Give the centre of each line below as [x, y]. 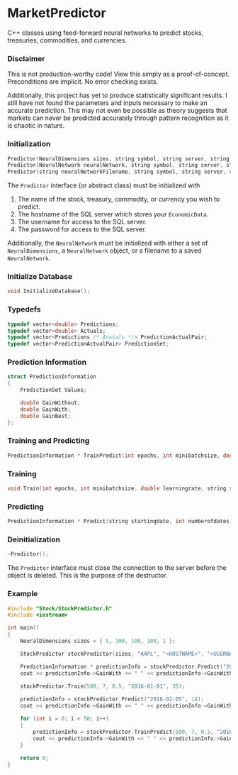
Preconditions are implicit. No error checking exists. [83, 82]
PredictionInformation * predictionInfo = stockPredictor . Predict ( [121, 666]
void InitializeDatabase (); [49, 291]
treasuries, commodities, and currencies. [67, 40]
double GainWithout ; [50, 403]
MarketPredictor [57, 13]
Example [23, 594]
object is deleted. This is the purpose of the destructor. [87, 576]
